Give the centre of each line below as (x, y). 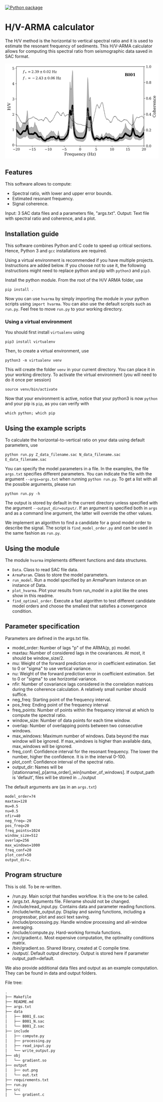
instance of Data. (29, 585)
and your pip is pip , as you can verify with (47, 404)
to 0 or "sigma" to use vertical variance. (52, 668)
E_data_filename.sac (26, 460)
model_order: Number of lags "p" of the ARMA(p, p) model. (71, 647)
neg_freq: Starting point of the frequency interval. (62, 699)
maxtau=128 (16, 801)
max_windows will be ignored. (42, 746)
